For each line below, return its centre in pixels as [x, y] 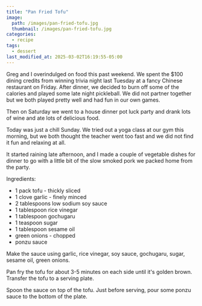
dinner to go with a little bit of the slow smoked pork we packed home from [99, 160]
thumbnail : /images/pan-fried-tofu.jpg [62, 29]
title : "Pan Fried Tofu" [37, 12]
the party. [18, 167]
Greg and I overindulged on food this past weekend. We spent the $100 [95, 74]
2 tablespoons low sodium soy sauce [61, 203]
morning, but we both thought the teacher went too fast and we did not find [100, 136]
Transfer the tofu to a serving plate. [50, 278]
